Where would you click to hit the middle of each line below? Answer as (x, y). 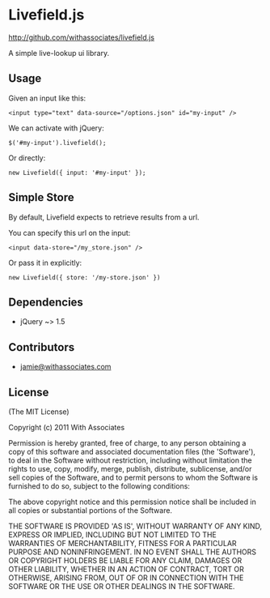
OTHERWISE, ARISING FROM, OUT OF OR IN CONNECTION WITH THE (126, 578)
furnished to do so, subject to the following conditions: (99, 486)
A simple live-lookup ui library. (59, 53)
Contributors (42, 347)
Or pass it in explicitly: (45, 263)
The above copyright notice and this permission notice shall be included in (132, 502)
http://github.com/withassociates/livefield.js (82, 37)
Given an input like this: (47, 98)
